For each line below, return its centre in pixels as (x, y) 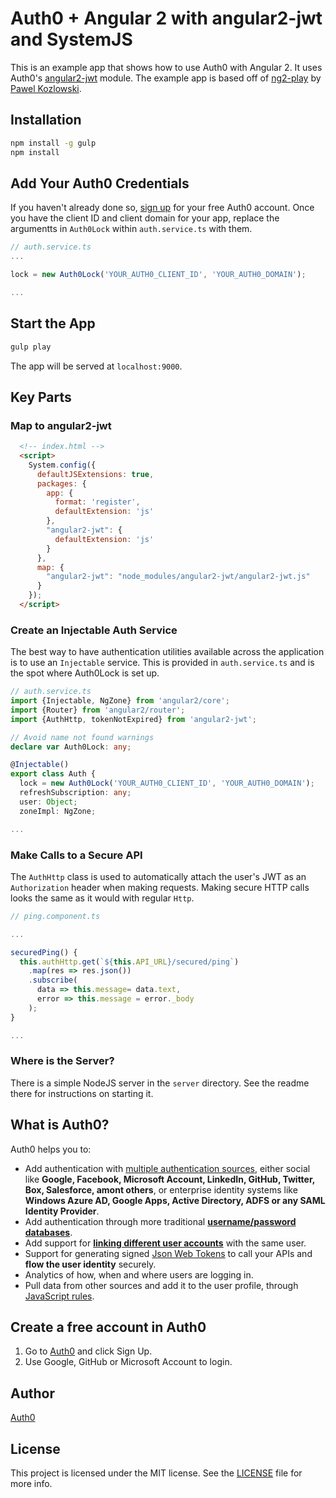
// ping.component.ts (55, 916)
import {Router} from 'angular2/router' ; (98, 710)
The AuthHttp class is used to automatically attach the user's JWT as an (158, 876)
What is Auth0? (60, 1125)
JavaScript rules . (59, 1296)
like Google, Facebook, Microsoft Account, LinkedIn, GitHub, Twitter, (170, 1179)
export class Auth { (53, 774)
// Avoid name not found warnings (82, 737)
